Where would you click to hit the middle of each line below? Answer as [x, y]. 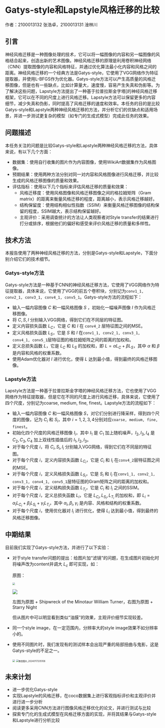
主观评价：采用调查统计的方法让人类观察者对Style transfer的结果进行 [89, 217]
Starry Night [25, 607]
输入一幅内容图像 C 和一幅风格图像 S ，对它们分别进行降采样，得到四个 [84, 413]
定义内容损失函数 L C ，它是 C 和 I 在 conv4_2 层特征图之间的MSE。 [79, 326]
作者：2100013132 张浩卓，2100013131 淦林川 [51, 25]
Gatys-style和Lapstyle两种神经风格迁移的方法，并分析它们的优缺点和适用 [79, 109]
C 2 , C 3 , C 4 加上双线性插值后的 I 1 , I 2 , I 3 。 [52, 440]
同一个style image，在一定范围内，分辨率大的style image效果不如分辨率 [85, 628]
